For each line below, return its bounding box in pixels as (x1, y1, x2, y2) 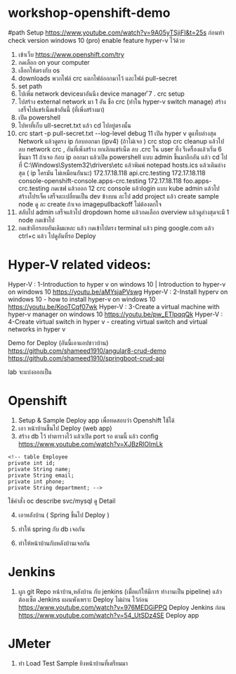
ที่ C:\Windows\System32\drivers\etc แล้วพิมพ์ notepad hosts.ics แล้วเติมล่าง (18, 161, 226, 169)
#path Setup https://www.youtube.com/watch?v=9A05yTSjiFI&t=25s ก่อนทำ (8, 28, 225, 37)
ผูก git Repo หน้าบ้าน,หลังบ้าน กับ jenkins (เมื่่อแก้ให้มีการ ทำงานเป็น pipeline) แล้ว (18, 587, 223, 596)
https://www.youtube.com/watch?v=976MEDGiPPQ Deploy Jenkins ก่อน (18, 603, 225, 611)
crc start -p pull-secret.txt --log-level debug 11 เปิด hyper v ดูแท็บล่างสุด (18, 129, 217, 137)
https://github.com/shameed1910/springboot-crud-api (8, 354, 164, 362)
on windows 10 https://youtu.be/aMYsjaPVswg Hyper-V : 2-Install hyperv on (8, 287, 228, 296)
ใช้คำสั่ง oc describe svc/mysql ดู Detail (8, 497, 116, 505)
